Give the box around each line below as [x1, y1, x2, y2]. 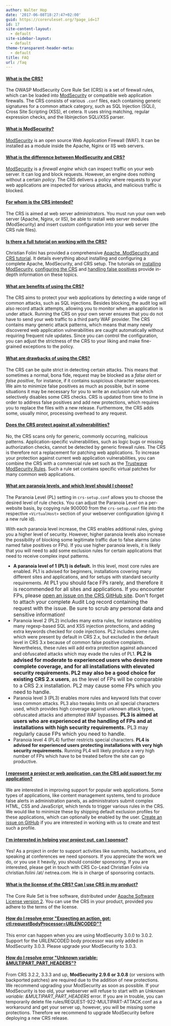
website [6, 505, 22, 511]
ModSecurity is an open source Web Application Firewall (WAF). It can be [6, 137, 160, 143]
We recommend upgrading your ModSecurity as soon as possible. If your [6, 983, 159, 989]
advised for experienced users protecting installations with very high [13, 742, 163, 748]
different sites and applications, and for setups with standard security [13, 574, 159, 580]
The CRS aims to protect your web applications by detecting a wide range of [6, 294, 166, 301]
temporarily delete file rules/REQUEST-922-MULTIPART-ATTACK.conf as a [6, 999, 162, 1005]
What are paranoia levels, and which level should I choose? [6, 483, 134, 489]
